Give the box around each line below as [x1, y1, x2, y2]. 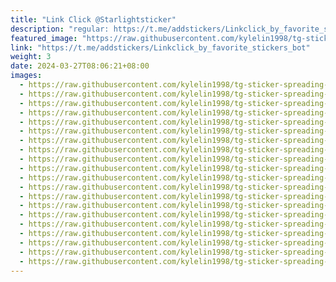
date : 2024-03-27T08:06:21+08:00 [10, 61, 150, 71]
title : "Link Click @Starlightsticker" [10, 14, 177, 25]
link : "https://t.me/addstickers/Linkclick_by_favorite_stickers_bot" [10, 42, 311, 53]
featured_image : [10, 33, 78, 43]
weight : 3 [10, 52, 52, 62]
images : [10, 71, 43, 81]
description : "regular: [10, 24, 110, 34]
